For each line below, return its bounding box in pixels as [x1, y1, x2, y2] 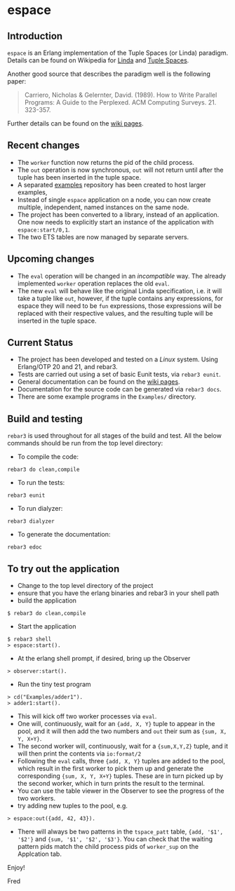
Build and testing [7, 413, 83, 424]
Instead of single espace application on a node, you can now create [17, 195, 212, 203]
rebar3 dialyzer [7, 518, 55, 525]
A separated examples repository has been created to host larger [17, 180, 206, 189]
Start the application [17, 622, 76, 631]
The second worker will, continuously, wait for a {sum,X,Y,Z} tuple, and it [17, 742, 228, 751]
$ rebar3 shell [7, 636, 52, 643]
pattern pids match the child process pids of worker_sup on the [17, 843, 199, 851]
